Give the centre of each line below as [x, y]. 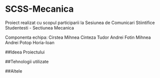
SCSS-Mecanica [39, 9]
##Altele [14, 71]
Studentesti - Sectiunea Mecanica [40, 27]
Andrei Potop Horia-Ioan [30, 42]
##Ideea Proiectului [25, 52]
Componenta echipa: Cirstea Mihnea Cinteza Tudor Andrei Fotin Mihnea [78, 37]
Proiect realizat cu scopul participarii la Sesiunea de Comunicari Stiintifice [80, 23]
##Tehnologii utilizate [27, 61]
